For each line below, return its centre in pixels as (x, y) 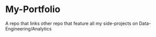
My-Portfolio (33, 9)
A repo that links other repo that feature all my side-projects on (72, 23)
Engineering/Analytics (29, 28)
